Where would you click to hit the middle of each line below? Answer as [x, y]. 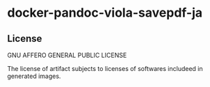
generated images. [34, 76]
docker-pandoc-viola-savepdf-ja [105, 13]
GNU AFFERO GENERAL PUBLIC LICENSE [67, 55]
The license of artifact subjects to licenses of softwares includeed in [105, 69]
